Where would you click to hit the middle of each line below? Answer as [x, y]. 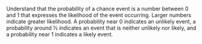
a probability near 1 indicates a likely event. [60, 34]
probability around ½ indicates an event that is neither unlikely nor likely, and [101, 28]
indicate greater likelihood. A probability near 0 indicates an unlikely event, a [101, 21]
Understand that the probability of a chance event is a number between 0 [97, 9]
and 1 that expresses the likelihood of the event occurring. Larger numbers [99, 15]
